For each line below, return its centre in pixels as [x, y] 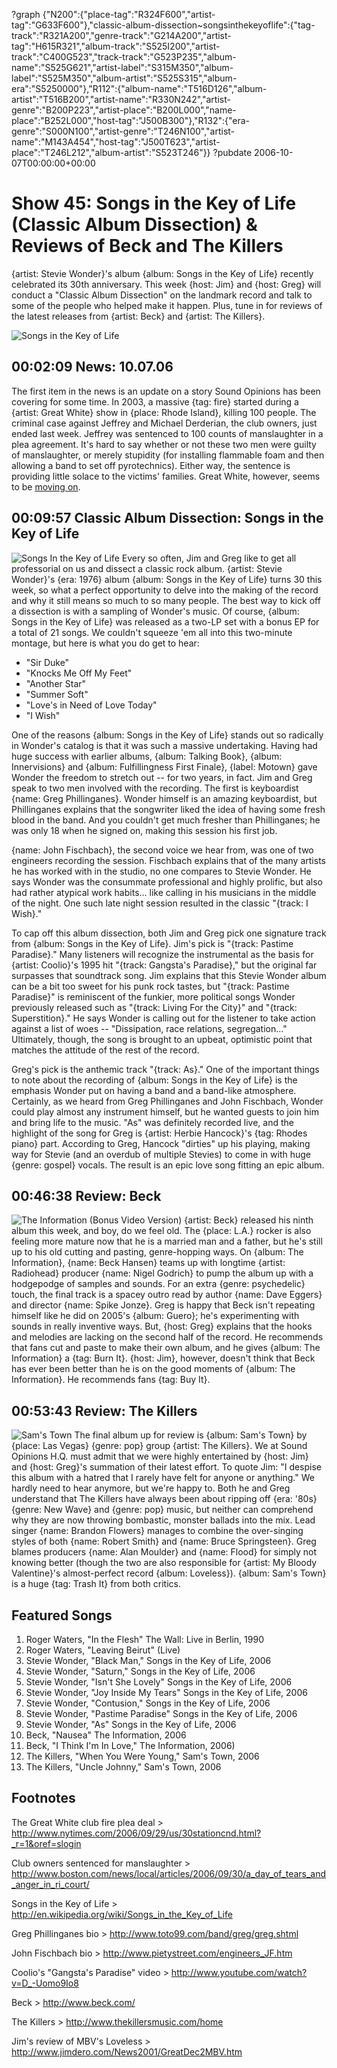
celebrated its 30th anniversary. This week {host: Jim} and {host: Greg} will [166, 284]
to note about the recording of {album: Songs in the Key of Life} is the [154, 1080]
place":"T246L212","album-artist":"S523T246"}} [111, 152]
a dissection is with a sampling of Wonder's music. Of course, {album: [155, 611]
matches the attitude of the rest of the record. [105, 1050]
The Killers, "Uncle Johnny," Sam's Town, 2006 [123, 1767]
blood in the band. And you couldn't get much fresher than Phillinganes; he [166, 820]
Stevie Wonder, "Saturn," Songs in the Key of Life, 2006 [140, 1671]
